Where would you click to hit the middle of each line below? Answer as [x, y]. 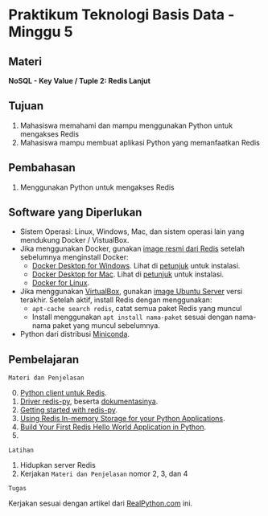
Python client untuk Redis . [63, 393]
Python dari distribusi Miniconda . [75, 334]
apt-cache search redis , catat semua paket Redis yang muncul [137, 309]
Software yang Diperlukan [75, 213]
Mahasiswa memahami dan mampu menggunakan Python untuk [126, 125]
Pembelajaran [44, 359]
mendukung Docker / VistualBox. [74, 240]
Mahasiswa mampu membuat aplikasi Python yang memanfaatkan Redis [140, 142]
